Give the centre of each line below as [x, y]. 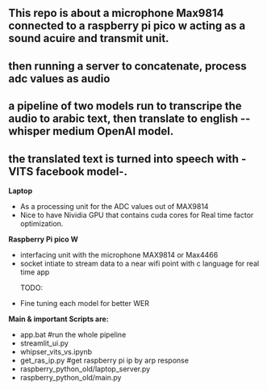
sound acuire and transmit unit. [89, 38]
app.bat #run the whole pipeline [73, 334]
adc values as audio [59, 79]
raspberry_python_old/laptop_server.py [85, 369]
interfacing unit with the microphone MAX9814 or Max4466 [119, 254]
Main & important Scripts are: [58, 319]
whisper [29, 131]
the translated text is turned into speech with [124, 159]
